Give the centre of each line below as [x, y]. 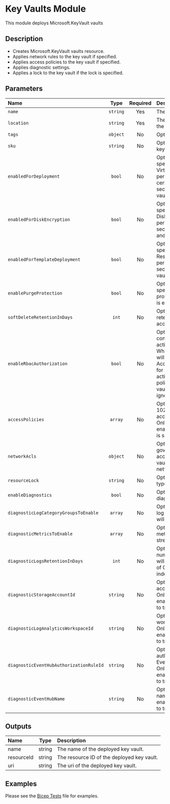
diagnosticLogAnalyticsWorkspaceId [51, 628]
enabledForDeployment [34, 176]
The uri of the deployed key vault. [97, 766]
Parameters [24, 89]
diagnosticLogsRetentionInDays [46, 561]
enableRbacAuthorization [38, 363]
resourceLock [24, 480]
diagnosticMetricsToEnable [40, 534]
